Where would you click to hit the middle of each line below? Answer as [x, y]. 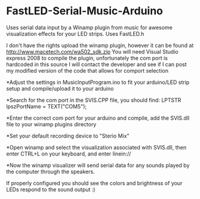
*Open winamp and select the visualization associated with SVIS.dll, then [96, 147]
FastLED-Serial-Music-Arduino [84, 11]
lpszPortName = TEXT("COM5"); [47, 106]
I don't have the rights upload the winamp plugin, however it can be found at [100, 45]
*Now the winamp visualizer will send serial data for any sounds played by [98, 165]
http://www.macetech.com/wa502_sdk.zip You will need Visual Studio [92, 51]
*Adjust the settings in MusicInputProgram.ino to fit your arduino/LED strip [98, 82]
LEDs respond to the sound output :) [51, 189]
